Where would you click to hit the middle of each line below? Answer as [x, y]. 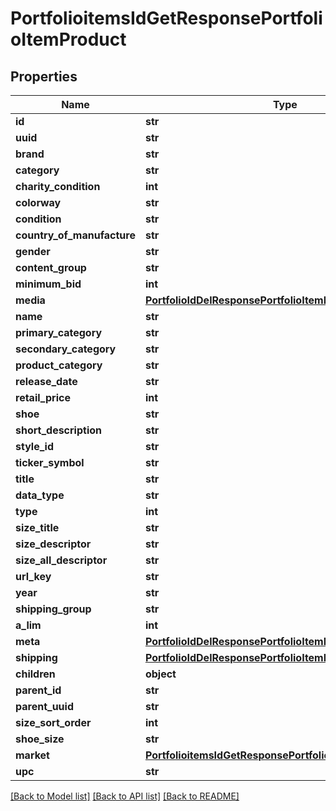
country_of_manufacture [75, 235]
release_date [46, 381]
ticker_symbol [50, 462]
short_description [59, 430]
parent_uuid [44, 706]
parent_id [38, 690]
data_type [40, 495]
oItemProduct [68, 39]
